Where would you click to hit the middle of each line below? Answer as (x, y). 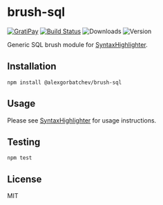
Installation (32, 66)
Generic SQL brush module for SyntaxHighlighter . (78, 44)
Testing (24, 142)
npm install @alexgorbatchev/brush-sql (65, 82)
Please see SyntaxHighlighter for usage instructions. (82, 120)
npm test (20, 158)
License (25, 179)
